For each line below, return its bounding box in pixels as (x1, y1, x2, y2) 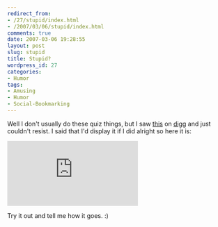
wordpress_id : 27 (7, 62, 58, 69)
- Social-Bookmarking (7, 101, 70, 108)
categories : (7, 68, 42, 75)
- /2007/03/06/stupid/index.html (7, 23, 104, 30)
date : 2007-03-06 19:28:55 (7, 36, 86, 43)
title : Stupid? (7, 56, 52, 62)
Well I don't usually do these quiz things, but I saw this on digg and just (7, 119, 211, 128)
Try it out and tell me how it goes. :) (7, 211, 109, 219)
